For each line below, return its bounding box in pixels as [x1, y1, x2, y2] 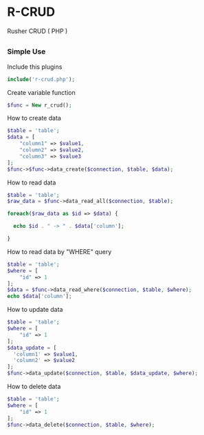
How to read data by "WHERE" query [7, 247, 112, 255]
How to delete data [7, 383, 61, 391]
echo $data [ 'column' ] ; [7, 293, 72, 300]
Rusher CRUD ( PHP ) [7, 27, 68, 35]
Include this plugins [7, 63, 63, 71]
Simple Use [7, 47, 46, 56]
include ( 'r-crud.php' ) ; [7, 76, 76, 83]
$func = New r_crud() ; [7, 101, 72, 109]
